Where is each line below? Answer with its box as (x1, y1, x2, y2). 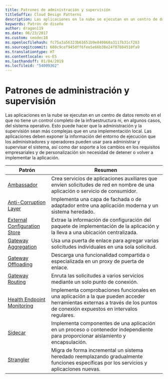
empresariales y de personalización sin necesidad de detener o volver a (5, 149, 153, 155)
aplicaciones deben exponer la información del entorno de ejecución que (5, 133, 156, 139)
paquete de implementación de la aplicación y (51, 223, 159, 230)
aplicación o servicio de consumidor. (51, 187, 138, 195)
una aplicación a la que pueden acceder (51, 293, 145, 300)
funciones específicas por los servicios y (51, 359, 147, 366)
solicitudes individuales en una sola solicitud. (51, 244, 157, 251)
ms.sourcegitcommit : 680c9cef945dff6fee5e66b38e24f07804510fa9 (5, 45, 140, 50)
